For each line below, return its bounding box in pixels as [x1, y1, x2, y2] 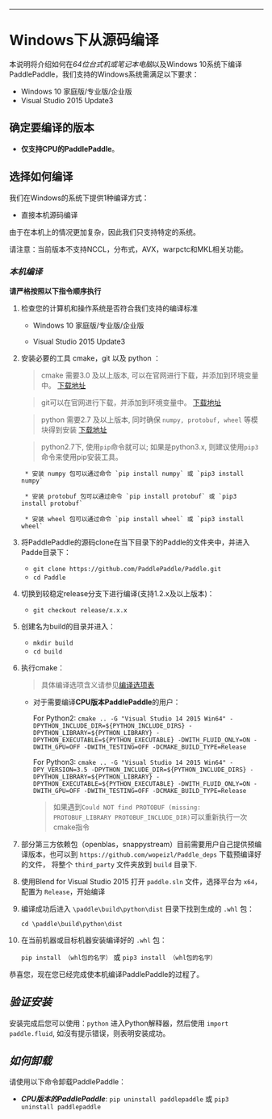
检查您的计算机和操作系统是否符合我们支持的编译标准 [20, 303, 199, 313]
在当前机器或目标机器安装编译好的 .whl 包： [20, 935, 168, 945]
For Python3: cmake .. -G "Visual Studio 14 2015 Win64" [32, 757, 227, 766]
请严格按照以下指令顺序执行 [9, 286, 102, 295]
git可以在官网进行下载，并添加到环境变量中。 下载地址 [40, 397, 222, 407]
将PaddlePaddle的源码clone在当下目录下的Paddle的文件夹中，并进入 [20, 537, 250, 547]
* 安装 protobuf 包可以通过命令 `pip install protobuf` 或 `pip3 [24, 492, 237, 500]
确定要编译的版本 [9, 121, 94, 135]
